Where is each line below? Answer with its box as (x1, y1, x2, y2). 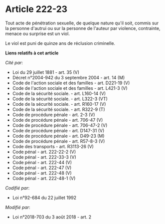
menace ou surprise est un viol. (5, 30, 70, 36)
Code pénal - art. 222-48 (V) (12, 170, 72, 176)
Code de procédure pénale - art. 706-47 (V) (12, 117, 103, 123)
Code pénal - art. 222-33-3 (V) (12, 154, 76, 160)
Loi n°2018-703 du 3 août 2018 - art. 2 (12, 214, 91, 220)
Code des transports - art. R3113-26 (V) (12, 143, 94, 149)
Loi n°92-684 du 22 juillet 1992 (12, 195, 76, 201)
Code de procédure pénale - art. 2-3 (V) (12, 111, 95, 118)
